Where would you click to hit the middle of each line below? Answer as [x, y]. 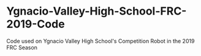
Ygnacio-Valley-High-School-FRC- [97, 11]
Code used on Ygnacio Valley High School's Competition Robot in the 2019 [100, 41]
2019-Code [36, 24]
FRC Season [22, 47]
